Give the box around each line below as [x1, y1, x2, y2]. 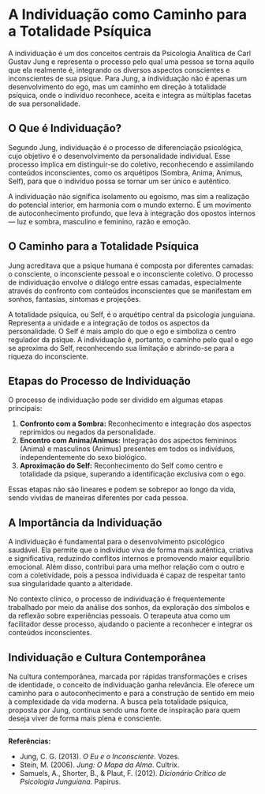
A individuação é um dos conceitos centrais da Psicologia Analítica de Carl [8, 48, 251, 58]
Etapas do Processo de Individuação [8, 374, 192, 388]
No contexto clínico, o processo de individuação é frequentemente [8, 594, 226, 604]
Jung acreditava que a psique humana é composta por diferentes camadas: [8, 261, 254, 270]
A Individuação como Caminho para [8, 6, 247, 24]
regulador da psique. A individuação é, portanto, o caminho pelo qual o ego [8, 334, 254, 344]
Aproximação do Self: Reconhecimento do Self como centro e [19, 461, 223, 471]
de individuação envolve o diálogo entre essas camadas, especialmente [8, 277, 242, 287]
